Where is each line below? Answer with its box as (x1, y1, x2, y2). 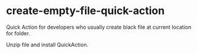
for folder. (6, 29, 31, 36)
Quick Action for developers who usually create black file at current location (6, 23, 192, 31)
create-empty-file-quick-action (6, 4, 165, 18)
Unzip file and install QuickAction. (6, 41, 89, 48)
